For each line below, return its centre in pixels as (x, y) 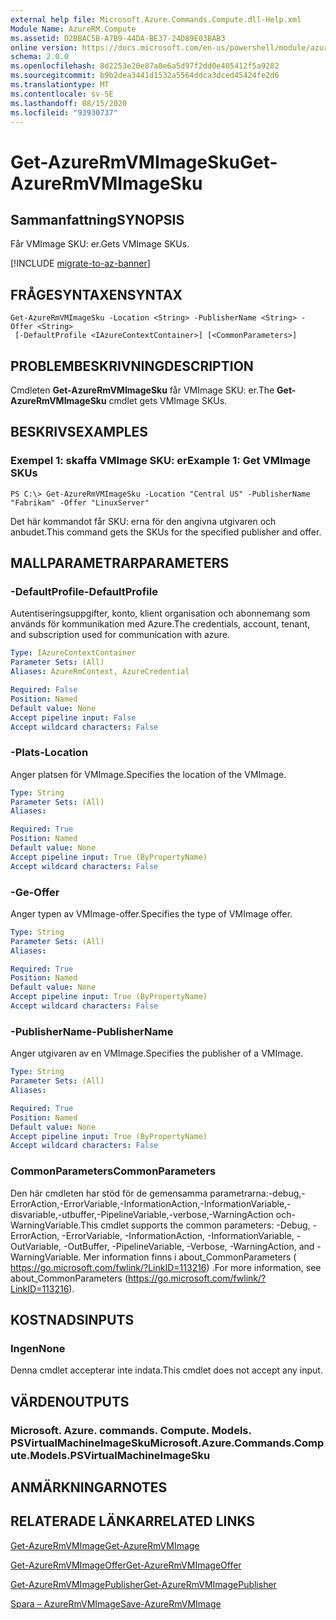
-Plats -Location (49, 753)
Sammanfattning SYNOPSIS (97, 219)
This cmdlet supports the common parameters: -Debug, (195, 1225)
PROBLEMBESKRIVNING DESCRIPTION (132, 366)
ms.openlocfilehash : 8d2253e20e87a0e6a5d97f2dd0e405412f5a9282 (145, 66)
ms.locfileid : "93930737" (64, 112)
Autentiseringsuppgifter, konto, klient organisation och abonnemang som (160, 613)
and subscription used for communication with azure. (120, 635)
